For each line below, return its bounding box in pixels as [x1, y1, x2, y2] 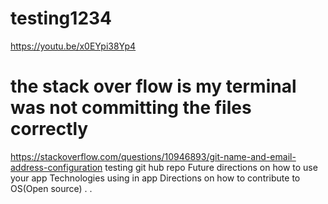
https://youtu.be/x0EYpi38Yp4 [10, 40, 137, 52]
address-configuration [10, 161, 103, 173]
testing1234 [10, 7, 113, 30]
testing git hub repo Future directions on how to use [104, 161, 318, 173]
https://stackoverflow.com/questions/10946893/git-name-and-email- [10, 150, 297, 162]
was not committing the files [10, 97, 252, 119]
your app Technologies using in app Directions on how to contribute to [10, 172, 301, 184]
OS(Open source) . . [10, 182, 93, 194]
